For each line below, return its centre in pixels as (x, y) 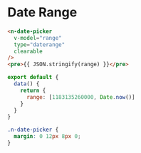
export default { (33, 78)
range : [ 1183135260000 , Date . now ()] (80, 97)
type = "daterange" (40, 44)
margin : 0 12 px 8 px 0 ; (47, 137)
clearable (28, 51)
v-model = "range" (38, 38)
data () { (27, 84)
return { (33, 90)
